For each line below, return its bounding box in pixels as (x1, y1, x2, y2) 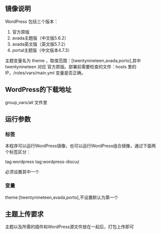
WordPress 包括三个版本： (5, 19, 59, 24)
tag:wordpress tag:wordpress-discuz (5, 159, 80, 165)
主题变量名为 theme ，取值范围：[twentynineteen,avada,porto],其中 (5, 58, 141, 64)
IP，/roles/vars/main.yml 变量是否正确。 (5, 70, 86, 76)
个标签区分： (5, 149, 31, 155)
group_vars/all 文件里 (5, 99, 48, 105)
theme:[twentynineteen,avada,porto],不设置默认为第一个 (5, 194, 119, 200)
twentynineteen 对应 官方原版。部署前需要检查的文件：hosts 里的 (5, 64, 137, 69)
